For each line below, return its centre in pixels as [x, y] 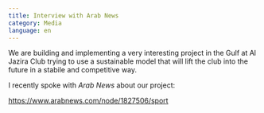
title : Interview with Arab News [64, 16]
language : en [30, 30]
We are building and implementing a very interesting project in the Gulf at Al [132, 53]
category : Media [35, 23]
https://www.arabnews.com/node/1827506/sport [88, 101]
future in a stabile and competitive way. [73, 70]
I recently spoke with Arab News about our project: [92, 85]
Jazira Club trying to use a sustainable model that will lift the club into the [128, 61]
